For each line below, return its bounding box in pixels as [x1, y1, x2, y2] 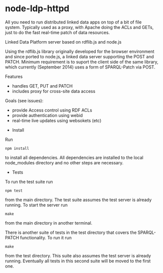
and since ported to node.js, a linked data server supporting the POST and [5, 53, 154, 59]
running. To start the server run [5, 202, 68, 208]
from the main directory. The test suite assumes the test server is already [5, 197, 152, 203]
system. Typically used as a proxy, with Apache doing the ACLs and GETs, [5, 24, 154, 30]
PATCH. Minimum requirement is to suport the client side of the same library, [5, 59, 159, 65]
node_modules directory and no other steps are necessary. [5, 159, 124, 165]
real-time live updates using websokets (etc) [12, 117, 102, 123]
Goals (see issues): [5, 97, 44, 103]
